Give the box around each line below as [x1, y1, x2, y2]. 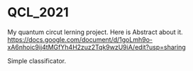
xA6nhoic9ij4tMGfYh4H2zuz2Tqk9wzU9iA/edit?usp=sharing [7, 43, 186, 51]
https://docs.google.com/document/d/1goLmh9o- [7, 35, 153, 43]
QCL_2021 [7, 4, 69, 21]
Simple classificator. [7, 56, 66, 65]
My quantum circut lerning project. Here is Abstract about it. [7, 28, 183, 36]
